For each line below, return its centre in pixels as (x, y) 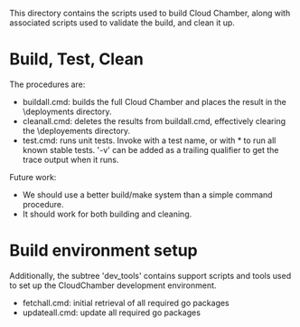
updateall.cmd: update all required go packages (112, 313)
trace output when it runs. (70, 159)
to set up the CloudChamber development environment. (113, 285)
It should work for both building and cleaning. (107, 214)
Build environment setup (103, 250)
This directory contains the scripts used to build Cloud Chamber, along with (150, 13)
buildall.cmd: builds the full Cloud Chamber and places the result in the (155, 101)
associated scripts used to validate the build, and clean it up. (122, 23)
